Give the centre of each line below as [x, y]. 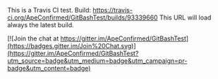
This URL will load [185, 17]
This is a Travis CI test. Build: [49, 10]
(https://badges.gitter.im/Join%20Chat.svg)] [72, 46]
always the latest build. [41, 25]
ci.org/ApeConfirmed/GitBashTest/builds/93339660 [83, 17]
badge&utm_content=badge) [49, 68]
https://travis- [113, 10]
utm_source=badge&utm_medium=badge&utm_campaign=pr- [97, 61]
